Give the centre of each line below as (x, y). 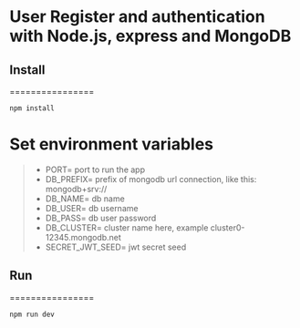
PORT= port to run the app (95, 169)
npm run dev (32, 314)
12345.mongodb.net (83, 237)
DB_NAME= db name (85, 199)
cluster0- (228, 227)
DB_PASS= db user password (101, 218)
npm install (32, 108)
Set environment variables (112, 144)
